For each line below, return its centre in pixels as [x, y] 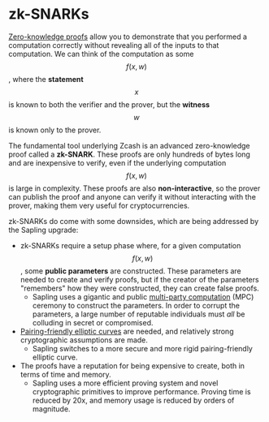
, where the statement [46, 79]
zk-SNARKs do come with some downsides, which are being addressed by [134, 221]
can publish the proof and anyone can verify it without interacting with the [132, 196]
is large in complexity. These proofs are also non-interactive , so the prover [134, 188]
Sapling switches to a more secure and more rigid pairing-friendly [143, 348]
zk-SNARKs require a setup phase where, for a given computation [130, 245]
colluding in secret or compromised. [93, 322]
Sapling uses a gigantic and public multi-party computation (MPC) [143, 296]
